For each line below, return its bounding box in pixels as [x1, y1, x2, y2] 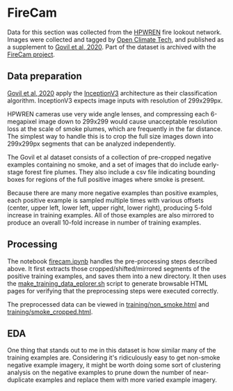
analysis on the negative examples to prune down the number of [7, 368, 192, 377]
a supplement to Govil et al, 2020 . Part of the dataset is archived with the [7, 43, 217, 51]
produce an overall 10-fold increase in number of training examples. [7, 218, 202, 227]
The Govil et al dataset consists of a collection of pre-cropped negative [7, 153, 211, 161]
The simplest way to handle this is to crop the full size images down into [7, 132, 214, 140]
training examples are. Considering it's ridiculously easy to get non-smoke [7, 353, 220, 362]
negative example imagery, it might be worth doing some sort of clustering [7, 361, 221, 369]
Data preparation [7, 70, 82, 82]
